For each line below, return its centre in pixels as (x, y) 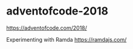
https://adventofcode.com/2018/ (47, 28)
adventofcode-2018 (57, 11)
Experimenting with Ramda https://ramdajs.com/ (66, 39)
